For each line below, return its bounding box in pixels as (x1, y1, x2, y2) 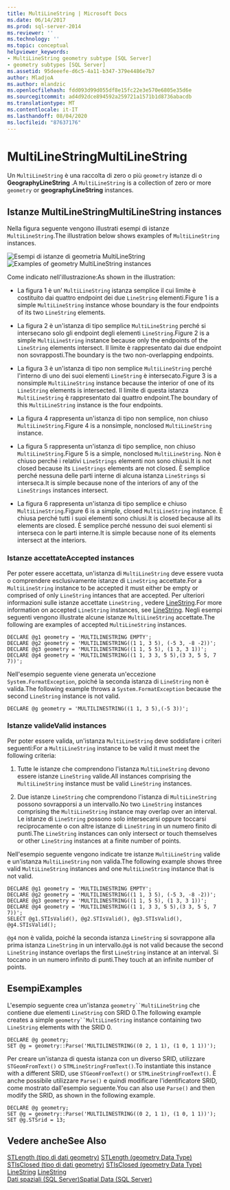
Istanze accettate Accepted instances (7, 553, 135, 563)
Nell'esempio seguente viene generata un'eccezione (7, 670, 157, 678)
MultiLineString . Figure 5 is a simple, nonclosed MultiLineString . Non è (16, 449, 222, 458)
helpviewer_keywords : (7, 49, 69, 56)
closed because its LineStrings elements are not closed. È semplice (16, 464, 210, 473)
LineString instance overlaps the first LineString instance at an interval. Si (7, 948, 218, 956)
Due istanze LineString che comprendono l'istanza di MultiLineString (16, 792, 217, 801)
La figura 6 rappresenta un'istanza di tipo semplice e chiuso (16, 500, 187, 508)
